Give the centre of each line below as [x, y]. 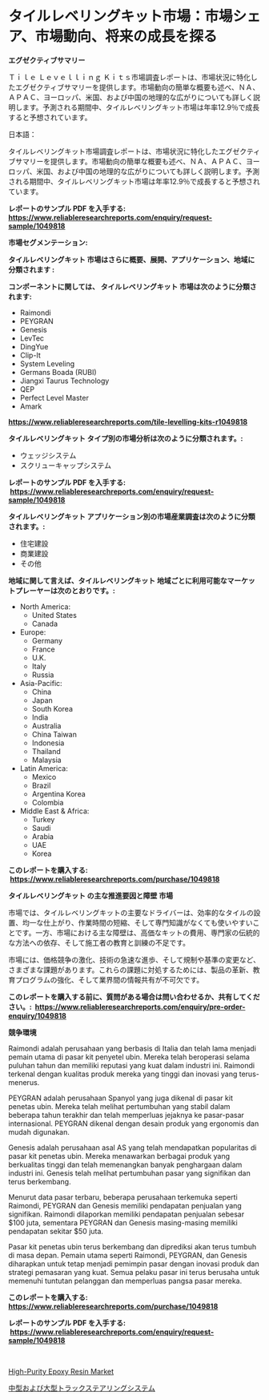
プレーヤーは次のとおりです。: [65, 591]
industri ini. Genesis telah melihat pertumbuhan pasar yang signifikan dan [129, 1173]
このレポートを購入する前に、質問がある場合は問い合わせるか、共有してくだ [134, 997]
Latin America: [44, 768]
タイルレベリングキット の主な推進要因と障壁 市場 [91, 895]
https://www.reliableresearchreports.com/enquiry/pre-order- [140, 1007]
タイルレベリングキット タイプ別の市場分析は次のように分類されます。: [126, 438]
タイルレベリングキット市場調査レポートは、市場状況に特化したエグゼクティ [134, 151]
